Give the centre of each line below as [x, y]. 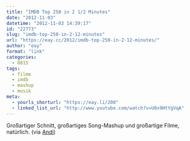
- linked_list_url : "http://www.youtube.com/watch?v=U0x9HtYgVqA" [98, 108]
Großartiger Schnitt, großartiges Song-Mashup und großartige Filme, [93, 125]
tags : [13, 68]
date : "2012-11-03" [31, 18]
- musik [22, 91]
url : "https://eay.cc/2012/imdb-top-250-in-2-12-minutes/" [83, 40]
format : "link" [26, 52]
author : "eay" [24, 46]
